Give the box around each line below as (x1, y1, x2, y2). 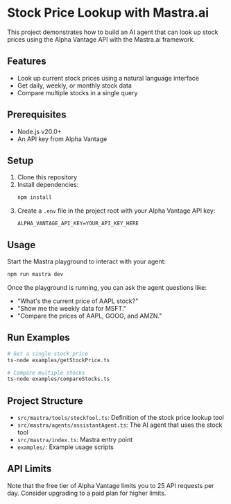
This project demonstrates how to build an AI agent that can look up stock (7, 28, 219, 36)
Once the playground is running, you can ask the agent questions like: (7, 283, 207, 291)
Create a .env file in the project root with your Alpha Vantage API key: (17, 206, 216, 215)
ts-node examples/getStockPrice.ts (7, 357, 110, 364)
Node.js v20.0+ (17, 127, 62, 136)
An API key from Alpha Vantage (17, 134, 108, 143)
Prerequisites (7, 109, 67, 121)
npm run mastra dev (7, 271, 64, 278)
